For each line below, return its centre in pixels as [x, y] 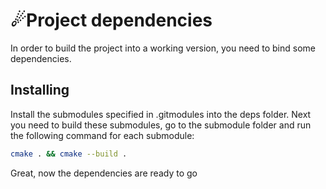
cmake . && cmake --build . [69, 154]
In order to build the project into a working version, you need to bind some [163, 48]
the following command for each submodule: [102, 135]
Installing [40, 90]
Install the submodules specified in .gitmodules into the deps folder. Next [161, 114]
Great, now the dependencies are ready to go [104, 173]
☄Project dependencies [111, 20]
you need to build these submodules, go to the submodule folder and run [161, 125]
